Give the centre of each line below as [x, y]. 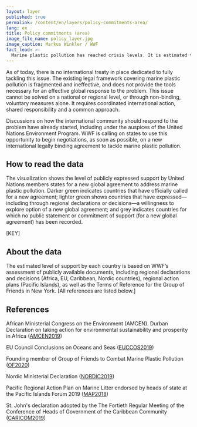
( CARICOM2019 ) [26, 418]
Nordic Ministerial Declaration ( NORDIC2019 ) [60, 376]
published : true [26, 17]
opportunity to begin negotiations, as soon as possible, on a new [84, 139]
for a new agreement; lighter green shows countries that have [81, 197]
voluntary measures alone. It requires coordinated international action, [91, 103]
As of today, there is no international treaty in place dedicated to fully [89, 72]
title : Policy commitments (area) [48, 33]
